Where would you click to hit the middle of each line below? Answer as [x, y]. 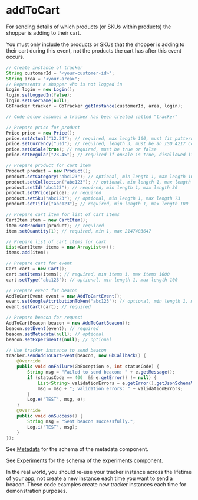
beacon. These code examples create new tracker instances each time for [96, 485]
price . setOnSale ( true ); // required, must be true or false [82, 149]
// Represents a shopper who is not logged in [64, 84]
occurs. [15, 57]
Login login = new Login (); [41, 90]
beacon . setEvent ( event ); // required [52, 328]
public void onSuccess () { [50, 416]
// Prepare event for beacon [42, 290]
